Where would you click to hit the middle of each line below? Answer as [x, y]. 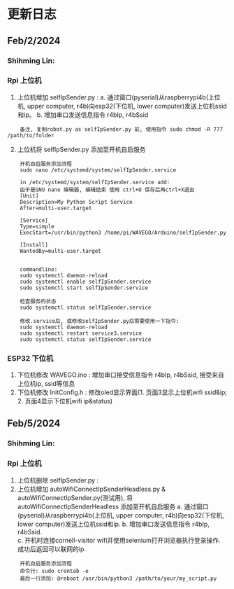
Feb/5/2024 [34, 423]
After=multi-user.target [56, 208]
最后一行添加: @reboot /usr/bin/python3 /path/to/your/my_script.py [118, 578]
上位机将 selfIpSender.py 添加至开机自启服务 [81, 149]
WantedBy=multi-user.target [60, 251]
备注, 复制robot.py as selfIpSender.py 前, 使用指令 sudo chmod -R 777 [122, 129]
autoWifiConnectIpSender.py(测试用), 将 [75, 497]
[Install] [34, 245]
